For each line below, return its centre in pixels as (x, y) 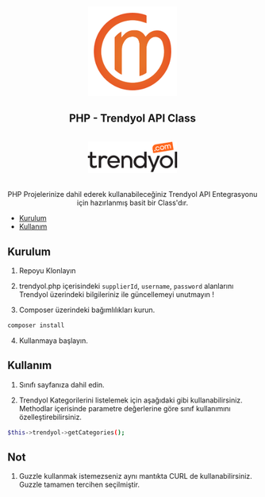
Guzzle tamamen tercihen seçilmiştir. (79, 485)
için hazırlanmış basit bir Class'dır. (132, 203)
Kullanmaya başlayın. (54, 341)
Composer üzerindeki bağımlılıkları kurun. (87, 310)
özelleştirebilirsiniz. (50, 417)
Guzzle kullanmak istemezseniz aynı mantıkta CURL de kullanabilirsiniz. (136, 476)
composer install (36, 326)
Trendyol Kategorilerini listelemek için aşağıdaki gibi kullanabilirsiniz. (131, 400)
